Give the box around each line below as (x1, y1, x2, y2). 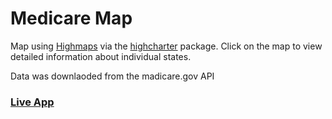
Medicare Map (10, 7, 133, 30)
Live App (10, 95, 55, 109)
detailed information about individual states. (10, 50, 192, 62)
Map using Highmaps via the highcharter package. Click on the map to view (10, 40, 323, 52)
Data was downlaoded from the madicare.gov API (10, 70, 215, 82)
